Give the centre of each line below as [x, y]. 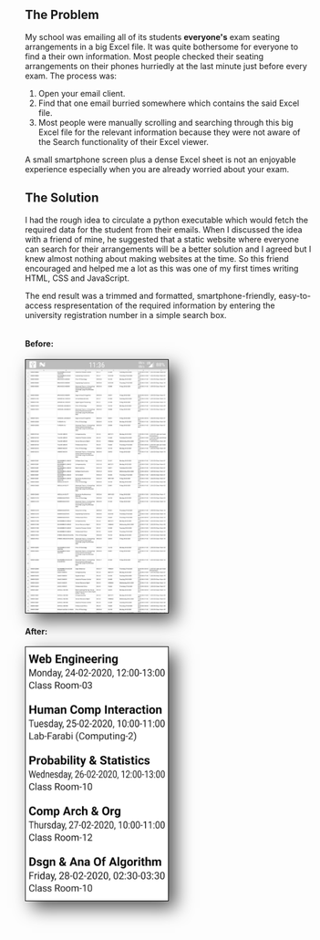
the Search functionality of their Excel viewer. [124, 141]
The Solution [62, 198]
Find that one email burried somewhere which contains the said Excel [169, 103]
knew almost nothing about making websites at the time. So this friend [157, 258]
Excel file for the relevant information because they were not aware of [169, 132]
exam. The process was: [71, 76]
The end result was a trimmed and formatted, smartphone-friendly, [151, 295]
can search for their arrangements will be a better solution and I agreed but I [168, 249]
